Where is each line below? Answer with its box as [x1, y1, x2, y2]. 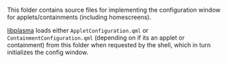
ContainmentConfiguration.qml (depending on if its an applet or [7, 34, 185, 42]
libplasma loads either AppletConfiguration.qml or [7, 27, 149, 34]
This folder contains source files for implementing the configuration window [7, 6, 221, 14]
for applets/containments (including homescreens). [7, 13, 152, 21]
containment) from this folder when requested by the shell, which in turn [7, 41, 211, 49]
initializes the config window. [7, 48, 89, 56]
